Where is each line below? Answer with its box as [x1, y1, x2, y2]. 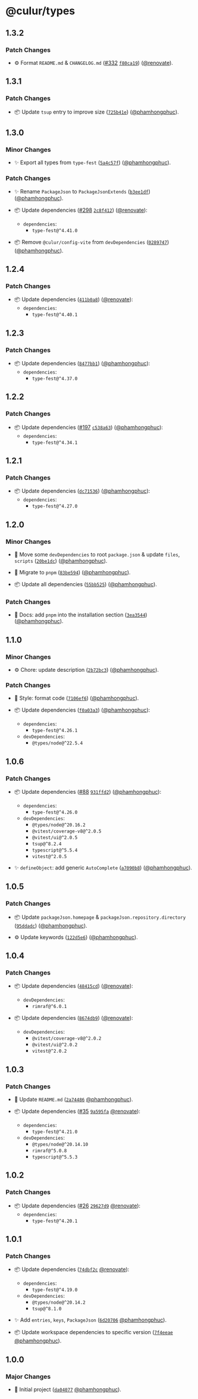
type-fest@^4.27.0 [32, 503, 78, 509]
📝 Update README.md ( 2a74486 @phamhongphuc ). [14, 1096, 133, 1103]
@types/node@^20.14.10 [32, 1141, 89, 1148]
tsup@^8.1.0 [32, 1306, 62, 1312]
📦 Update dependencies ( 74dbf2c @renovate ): [14, 1266, 130, 1273]
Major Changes [5, 1372, 51, 1381]
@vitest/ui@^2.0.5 [32, 834, 78, 840]
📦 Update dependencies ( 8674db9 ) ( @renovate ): [14, 1015, 133, 1022]
